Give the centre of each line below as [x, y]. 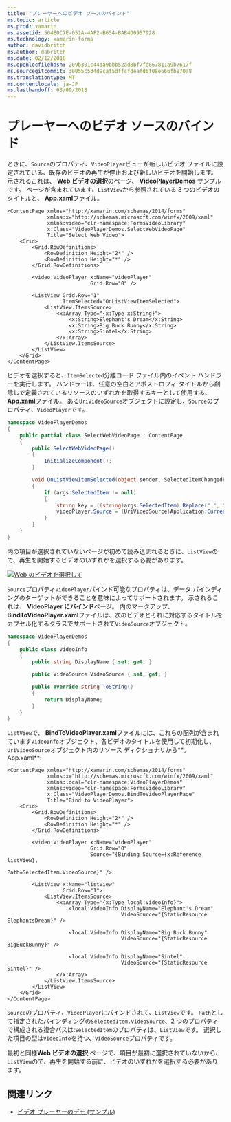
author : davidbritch [37, 45]
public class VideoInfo [54, 649]
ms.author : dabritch [37, 52]
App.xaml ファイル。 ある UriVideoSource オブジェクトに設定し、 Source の [110, 401]
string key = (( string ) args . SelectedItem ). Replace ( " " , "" [142, 505]
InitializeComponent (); [78, 461]
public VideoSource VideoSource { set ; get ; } [100, 674]
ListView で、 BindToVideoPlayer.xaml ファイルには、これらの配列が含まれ [113, 733]
